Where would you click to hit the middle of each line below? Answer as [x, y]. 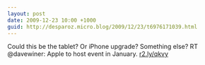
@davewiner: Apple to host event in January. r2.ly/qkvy [88, 54]
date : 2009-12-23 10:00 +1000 [52, 20]
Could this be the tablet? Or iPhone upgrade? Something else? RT [103, 47]
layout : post [27, 14]
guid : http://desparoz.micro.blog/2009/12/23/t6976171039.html [102, 27]
